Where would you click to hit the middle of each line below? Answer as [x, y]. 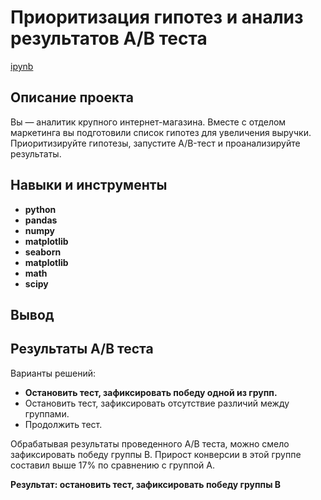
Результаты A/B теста [82, 349]
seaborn [43, 252]
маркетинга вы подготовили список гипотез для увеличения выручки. [161, 132]
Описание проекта [72, 97]
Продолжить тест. [63, 424]
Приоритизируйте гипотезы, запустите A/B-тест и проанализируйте [155, 143]
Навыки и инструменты [89, 185]
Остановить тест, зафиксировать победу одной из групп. [151, 392]
